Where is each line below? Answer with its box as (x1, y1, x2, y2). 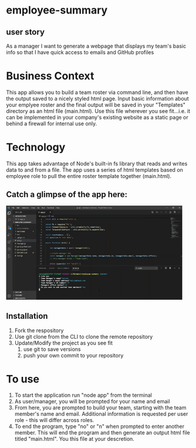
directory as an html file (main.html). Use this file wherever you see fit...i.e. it (6, 107, 191, 115)
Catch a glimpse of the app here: (6, 189, 128, 200)
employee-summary (6, 4, 108, 17)
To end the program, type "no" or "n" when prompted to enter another (14, 423, 185, 430)
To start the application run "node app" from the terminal (14, 392, 153, 399)
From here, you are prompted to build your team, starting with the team (14, 404, 187, 412)
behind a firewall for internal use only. (6, 120, 97, 127)
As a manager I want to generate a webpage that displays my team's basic (6, 42, 187, 49)
